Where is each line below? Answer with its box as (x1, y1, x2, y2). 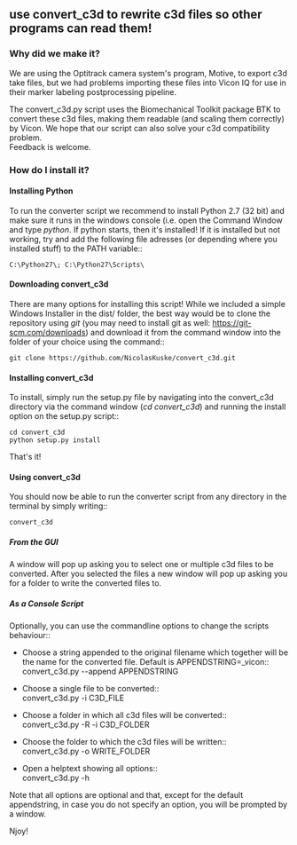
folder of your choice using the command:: (9, 336, 166, 347)
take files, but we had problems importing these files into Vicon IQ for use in (9, 77, 286, 88)
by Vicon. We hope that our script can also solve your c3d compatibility (9, 122, 270, 133)
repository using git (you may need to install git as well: (9, 318, 211, 328)
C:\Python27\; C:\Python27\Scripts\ (9, 260, 145, 269)
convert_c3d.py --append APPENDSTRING (21, 666, 179, 677)
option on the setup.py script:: (9, 411, 120, 422)
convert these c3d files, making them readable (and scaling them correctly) (9, 113, 285, 123)
